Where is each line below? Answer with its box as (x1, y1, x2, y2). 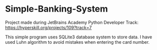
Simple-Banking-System (5, 3, 108, 15)
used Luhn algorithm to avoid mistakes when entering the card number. (5, 39, 150, 45)
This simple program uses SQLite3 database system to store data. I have (5, 34, 153, 40)
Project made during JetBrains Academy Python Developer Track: (5, 19, 139, 25)
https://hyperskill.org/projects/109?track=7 (5, 24, 92, 30)
